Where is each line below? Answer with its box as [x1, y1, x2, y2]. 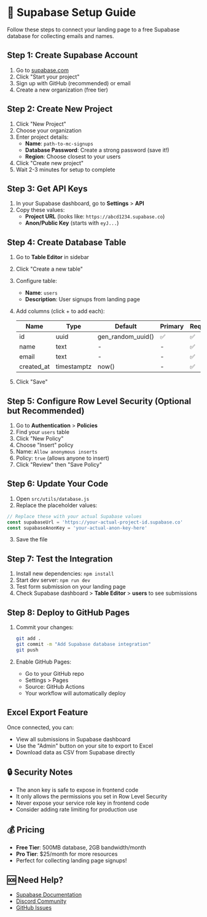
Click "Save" [15, 378, 48, 385]
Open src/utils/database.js [15, 495, 90, 502]
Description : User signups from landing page [25, 296, 141, 303]
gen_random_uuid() [97, 333, 154, 341]
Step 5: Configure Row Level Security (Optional [7, 396, 192, 406]
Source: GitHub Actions [25, 683, 85, 690]
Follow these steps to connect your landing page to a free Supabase [7, 26, 180, 33]
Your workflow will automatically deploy [25, 689, 126, 697]
